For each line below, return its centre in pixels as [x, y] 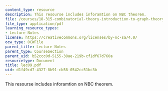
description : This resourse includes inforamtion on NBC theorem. [76, 14]
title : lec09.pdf [23, 65]
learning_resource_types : [32, 28]
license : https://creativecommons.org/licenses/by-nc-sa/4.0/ [71, 38]
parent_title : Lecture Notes [35, 47]
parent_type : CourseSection [34, 51]
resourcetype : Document [30, 61]
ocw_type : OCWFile [24, 42]
